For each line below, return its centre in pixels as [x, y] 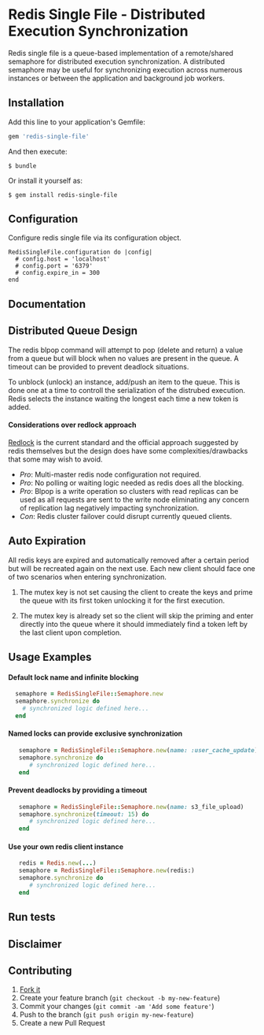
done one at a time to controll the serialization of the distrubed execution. [127, 390]
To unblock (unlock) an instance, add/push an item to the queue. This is [124, 382]
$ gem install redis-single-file [63, 195]
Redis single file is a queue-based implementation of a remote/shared [121, 53]
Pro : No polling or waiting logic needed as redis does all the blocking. [132, 483]
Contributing [40, 970]
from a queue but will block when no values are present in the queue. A [124, 358]
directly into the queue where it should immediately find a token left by [134, 624]
